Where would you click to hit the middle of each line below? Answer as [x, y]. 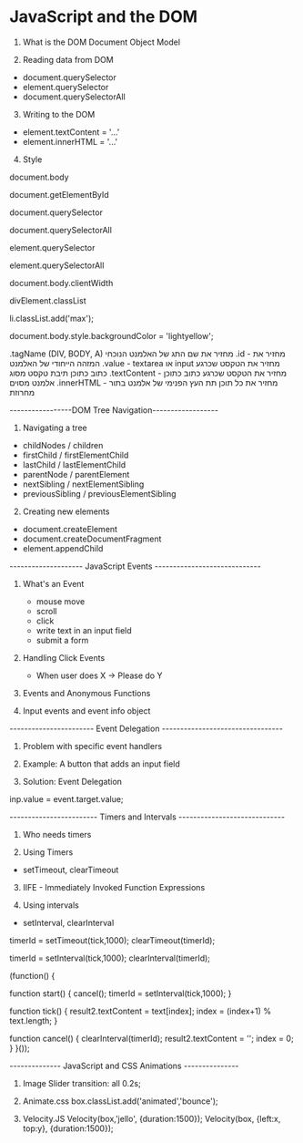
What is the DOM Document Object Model [101, 42]
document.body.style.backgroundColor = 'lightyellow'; [111, 335]
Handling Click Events [64, 657]
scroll [46, 611]
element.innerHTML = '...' [70, 141]
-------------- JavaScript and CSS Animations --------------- [124, 1066]
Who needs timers [57, 834]
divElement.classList [48, 300]
